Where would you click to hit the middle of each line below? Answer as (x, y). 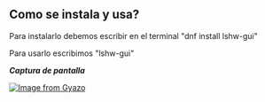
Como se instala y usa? (74, 15)
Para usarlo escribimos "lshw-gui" (72, 53)
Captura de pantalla (47, 70)
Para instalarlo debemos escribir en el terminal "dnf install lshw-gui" (134, 35)
